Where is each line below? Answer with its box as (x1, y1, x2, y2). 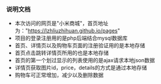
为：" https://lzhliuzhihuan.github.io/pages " (14, 27, 121, 34)
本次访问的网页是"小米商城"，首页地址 (14, 20, 109, 27)
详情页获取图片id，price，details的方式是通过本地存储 (14, 64, 147, 72)
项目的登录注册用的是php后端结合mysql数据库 (14, 34, 128, 42)
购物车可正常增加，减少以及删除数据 (14, 72, 104, 79)
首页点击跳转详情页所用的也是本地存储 (14, 49, 109, 57)
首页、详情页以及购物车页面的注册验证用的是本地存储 (14, 42, 146, 49)
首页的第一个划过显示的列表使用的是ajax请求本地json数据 (14, 57, 155, 64)
